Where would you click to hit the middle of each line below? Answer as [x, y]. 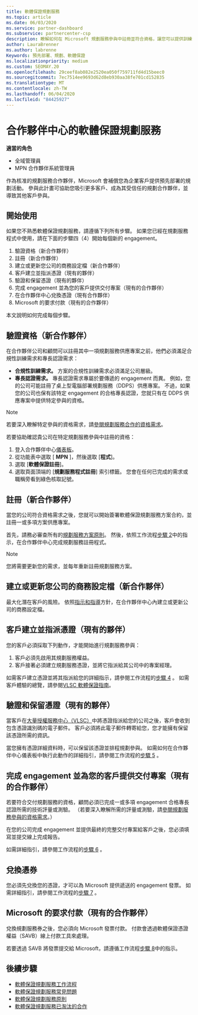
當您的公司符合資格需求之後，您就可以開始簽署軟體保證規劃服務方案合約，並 [99, 515]
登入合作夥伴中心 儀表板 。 [46, 450]
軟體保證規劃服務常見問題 [46, 991]
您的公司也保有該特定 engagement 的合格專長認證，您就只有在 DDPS [98, 393]
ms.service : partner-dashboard [44, 28]
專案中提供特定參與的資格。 [53, 401]
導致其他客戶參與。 [29, 195]
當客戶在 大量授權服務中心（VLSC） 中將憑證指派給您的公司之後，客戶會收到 [98, 721]
